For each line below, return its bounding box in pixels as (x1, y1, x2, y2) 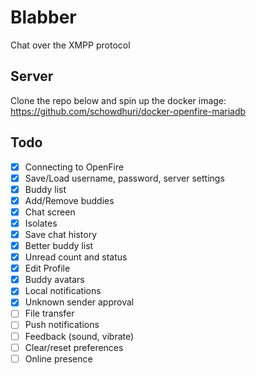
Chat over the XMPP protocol (10, 39, 131, 51)
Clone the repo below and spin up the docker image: (10, 94, 227, 106)
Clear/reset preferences (24, 341, 124, 353)
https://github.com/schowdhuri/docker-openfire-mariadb (10, 105, 247, 117)
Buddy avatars (24, 274, 85, 286)
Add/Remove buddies (24, 194, 115, 206)
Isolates (24, 217, 58, 229)
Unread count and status (24, 251, 128, 263)
